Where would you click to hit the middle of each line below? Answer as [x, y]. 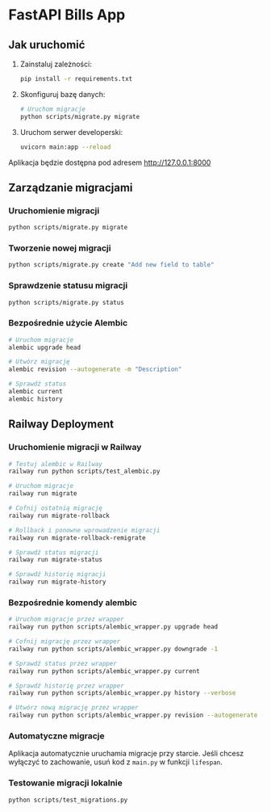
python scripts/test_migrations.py [68, 800]
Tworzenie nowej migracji [60, 248]
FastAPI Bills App [67, 15]
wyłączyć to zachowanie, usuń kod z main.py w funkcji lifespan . [116, 762]
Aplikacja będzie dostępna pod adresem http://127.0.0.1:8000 [110, 162]
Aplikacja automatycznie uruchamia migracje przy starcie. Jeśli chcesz [126, 754]
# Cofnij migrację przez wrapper [65, 642]
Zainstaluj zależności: [56, 64]
